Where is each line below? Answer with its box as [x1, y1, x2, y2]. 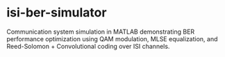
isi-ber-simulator [6, 5, 107, 21]
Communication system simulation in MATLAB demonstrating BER [6, 27, 195, 36]
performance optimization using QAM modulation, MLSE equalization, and [6, 34, 218, 43]
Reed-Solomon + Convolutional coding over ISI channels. [6, 42, 170, 50]
